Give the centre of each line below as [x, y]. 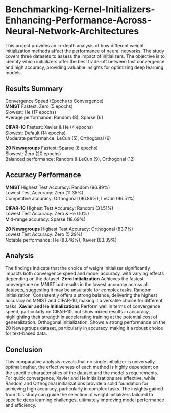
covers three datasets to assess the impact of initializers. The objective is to [85, 56]
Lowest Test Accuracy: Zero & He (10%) [47, 213]
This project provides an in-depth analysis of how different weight [75, 45]
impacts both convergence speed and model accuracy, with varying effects [85, 274]
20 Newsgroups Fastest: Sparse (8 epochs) [52, 148]
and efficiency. [21, 405]
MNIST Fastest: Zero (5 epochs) [39, 106]
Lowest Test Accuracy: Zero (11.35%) [44, 192]
